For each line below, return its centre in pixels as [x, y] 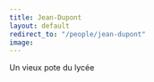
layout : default [39, 26]
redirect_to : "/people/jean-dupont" [77, 34]
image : [21, 42]
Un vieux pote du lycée [52, 68]
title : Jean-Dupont [46, 17]
